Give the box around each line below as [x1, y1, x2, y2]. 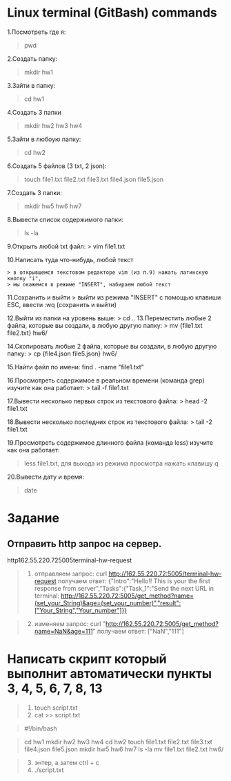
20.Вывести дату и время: [7, 472, 84, 481]
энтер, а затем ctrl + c [34, 758, 100, 766]
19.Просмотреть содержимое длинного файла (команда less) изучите [7, 438, 214, 447]
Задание [7, 511, 60, 526]
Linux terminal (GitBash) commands [7, 5, 217, 21]
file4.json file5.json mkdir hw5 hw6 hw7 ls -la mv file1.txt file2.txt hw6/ [23, 745, 224, 753]
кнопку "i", [7, 275, 41, 282]
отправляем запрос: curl [34, 569, 108, 578]
